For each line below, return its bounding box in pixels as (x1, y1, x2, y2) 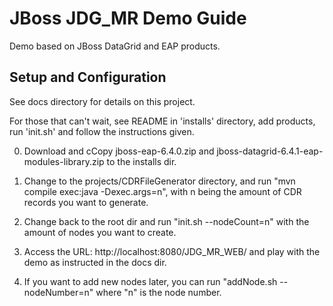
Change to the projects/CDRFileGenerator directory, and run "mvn (23, 175, 296, 187)
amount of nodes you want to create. (23, 226, 177, 238)
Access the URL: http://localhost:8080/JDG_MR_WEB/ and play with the (23, 245, 321, 257)
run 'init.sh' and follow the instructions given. (9, 125, 195, 137)
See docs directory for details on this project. (9, 95, 196, 107)
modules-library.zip (23, 155, 105, 167)
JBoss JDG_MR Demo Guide (9, 7, 247, 30)
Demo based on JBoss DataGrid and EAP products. (9, 40, 221, 52)
